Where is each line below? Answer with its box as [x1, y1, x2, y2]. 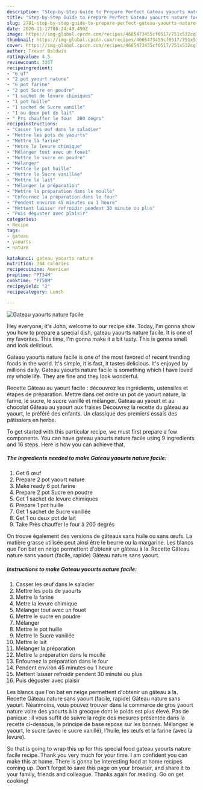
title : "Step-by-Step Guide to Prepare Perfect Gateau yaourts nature [7, 14, 188, 21]
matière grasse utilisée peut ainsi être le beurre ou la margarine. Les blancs [7, 539, 193, 546]
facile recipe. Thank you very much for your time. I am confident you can [7, 751, 188, 759]
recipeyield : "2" [7, 283, 51, 289]
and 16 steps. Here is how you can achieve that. [7, 441, 125, 448]
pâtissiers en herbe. [7, 416, 57, 423]
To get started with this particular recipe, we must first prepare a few [7, 428, 178, 435]
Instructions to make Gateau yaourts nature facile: [7, 566, 137, 573]
